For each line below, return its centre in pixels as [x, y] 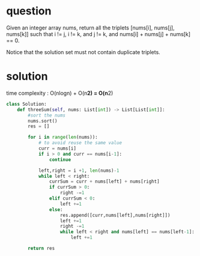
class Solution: [26, 104]
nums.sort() [43, 121]
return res [41, 248]
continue [60, 160]
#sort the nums [47, 115]
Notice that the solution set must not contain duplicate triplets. [83, 52]
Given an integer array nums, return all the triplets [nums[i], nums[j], [91, 28]
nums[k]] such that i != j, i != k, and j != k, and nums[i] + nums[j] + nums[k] [98, 34]
